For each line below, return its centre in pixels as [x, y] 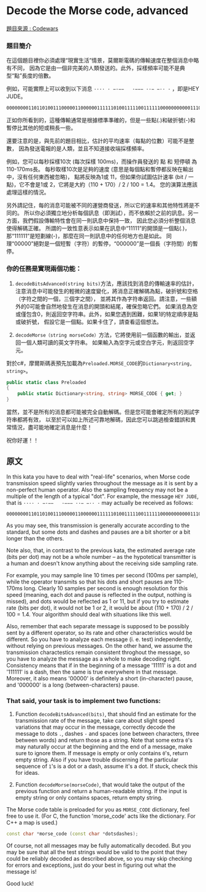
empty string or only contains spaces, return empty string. [89, 798]
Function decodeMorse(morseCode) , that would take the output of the [100, 785]
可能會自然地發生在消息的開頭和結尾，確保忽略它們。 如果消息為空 [114, 306]
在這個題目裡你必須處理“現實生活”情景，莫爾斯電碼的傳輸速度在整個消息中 [100, 60]
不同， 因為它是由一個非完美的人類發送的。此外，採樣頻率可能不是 [95, 68]
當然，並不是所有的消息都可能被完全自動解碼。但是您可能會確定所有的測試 [100, 412]
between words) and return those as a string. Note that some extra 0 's [104, 740]
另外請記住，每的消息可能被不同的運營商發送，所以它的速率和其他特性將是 [100, 206]
